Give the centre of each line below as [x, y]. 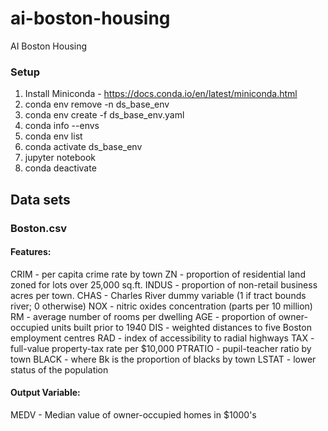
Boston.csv [39, 228]
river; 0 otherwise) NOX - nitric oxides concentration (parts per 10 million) [161, 306]
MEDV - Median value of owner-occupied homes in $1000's [133, 414]
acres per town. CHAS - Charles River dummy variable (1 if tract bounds [158, 295]
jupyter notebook [60, 158]
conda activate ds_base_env [83, 147]
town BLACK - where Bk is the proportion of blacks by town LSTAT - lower [163, 359]
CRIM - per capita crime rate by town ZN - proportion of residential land [158, 274]
